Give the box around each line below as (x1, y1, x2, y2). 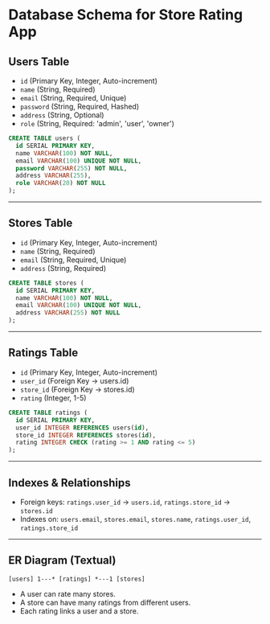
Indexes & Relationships (8, 476, 131, 490)
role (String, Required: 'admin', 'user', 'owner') (19, 119, 175, 128)
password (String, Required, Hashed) (19, 102, 140, 111)
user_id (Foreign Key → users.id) (19, 376, 129, 385)
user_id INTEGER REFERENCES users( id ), (15, 424, 149, 432)
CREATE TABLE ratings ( (8, 408, 88, 417)
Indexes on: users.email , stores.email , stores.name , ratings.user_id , (19, 514, 252, 523)
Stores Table (8, 216, 73, 230)
